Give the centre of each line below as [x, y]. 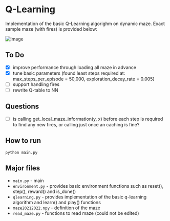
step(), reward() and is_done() [44, 191]
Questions [22, 107]
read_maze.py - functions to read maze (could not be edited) [76, 213]
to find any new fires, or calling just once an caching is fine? [76, 124]
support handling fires [36, 84]
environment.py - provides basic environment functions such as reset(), [88, 186]
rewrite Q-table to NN [36, 90]
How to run [23, 141]
